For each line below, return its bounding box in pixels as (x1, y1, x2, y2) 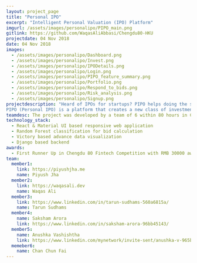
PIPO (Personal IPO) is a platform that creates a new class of (6, 107, 167, 112)
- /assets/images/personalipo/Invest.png (11, 57, 114, 63)
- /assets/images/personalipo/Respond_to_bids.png (11, 85, 138, 91)
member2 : (11, 177, 33, 183)
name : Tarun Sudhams (16, 204, 67, 211)
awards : (6, 145, 25, 151)
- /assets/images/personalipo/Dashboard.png (11, 52, 122, 58)
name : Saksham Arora (16, 216, 67, 221)
